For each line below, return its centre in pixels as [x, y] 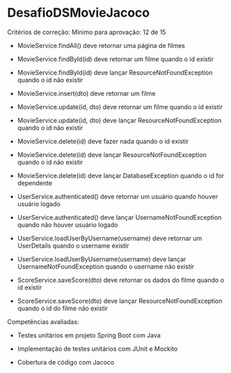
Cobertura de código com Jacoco [66, 362]
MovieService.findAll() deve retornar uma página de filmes [101, 45]
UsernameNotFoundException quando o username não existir [106, 267]
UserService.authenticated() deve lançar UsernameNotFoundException [119, 217]
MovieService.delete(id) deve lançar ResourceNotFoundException [112, 154]
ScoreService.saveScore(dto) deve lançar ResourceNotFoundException [120, 301]
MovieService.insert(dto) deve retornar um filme [86, 93]
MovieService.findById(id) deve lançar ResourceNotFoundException [115, 72]
